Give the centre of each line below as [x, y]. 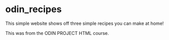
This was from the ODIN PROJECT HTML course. [57, 33]
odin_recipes [34, 9]
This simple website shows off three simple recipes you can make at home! [84, 23]
